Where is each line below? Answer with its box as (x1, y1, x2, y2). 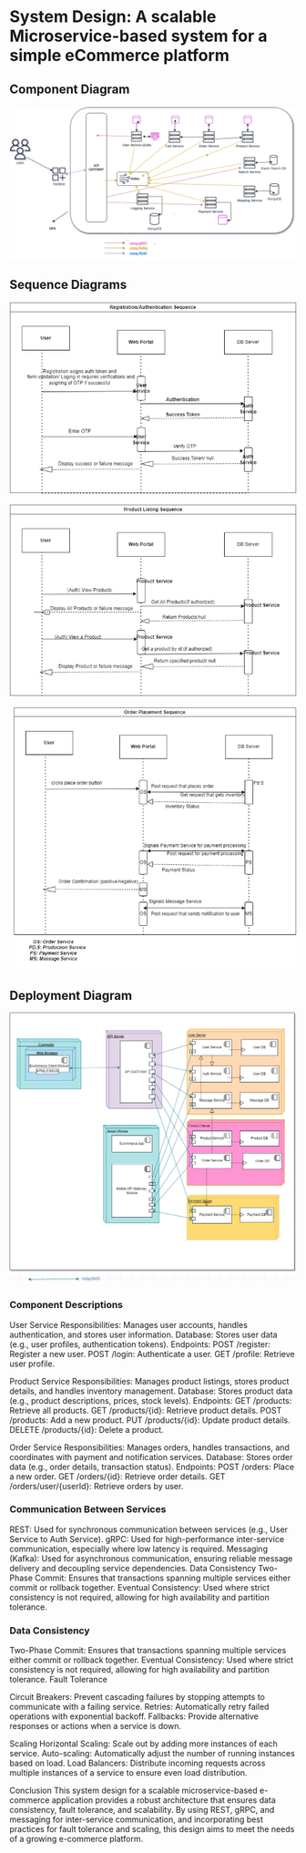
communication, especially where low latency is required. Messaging (9, 1543, 269, 1554)
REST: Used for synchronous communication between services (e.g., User (9, 1524, 289, 1535)
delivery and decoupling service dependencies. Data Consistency (9, 1562, 257, 1573)
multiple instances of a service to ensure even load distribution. (9, 1767, 248, 1778)
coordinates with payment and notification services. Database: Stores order (9, 1451, 293, 1462)
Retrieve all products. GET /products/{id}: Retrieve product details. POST (9, 1405, 282, 1415)
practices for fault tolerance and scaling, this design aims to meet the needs (9, 1824, 295, 1835)
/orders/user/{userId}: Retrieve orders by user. (9, 1480, 184, 1491)
